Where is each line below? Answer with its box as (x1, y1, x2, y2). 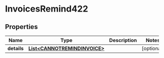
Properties (5, 23, 38, 31)
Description (109, 37, 137, 43)
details (7, 45, 24, 52)
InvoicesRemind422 (5, 3, 88, 14)
